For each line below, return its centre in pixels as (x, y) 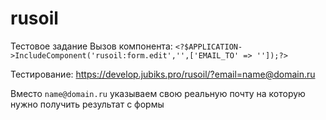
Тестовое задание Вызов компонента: (91, 46)
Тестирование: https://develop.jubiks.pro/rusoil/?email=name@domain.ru (163, 74)
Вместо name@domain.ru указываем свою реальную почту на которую (158, 93)
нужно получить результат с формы (87, 104)
